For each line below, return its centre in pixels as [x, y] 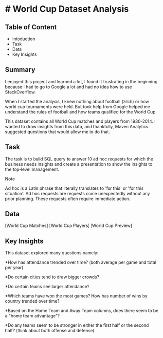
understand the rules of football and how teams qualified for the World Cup [80, 112]
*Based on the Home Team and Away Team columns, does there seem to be [82, 311]
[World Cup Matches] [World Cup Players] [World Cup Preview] [69, 225]
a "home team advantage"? [32, 316]
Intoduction [24, 39]
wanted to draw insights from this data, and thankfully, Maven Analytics [77, 126]
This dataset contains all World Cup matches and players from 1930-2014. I [80, 121]
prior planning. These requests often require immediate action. [68, 199]
